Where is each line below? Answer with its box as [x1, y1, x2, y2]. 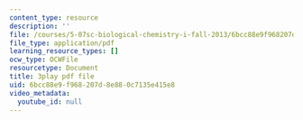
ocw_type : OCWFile [9, 55, 78, 64]
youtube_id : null [17, 97, 83, 106]
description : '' [9, 22, 70, 31]
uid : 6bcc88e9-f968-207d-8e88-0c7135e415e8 [9, 80, 176, 89]
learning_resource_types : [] [9, 47, 119, 56]
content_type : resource [9, 13, 99, 23]
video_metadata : [9, 88, 70, 97]
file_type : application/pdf [9, 38, 115, 48]
